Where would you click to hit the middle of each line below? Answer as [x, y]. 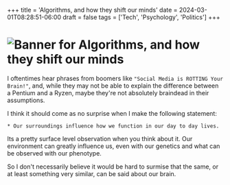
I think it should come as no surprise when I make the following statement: [112, 113]
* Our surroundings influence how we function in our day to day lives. [113, 126]
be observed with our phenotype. [54, 153]
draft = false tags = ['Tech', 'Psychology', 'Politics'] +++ [142, 17]
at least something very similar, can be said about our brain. [92, 173]
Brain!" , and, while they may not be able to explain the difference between [113, 86]
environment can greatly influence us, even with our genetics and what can [114, 146]
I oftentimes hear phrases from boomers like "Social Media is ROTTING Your [115, 78]
